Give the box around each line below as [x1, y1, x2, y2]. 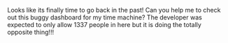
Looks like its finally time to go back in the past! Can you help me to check [7, 6, 221, 14]
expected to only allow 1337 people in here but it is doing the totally [7, 21, 201, 28]
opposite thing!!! [7, 28, 55, 36]
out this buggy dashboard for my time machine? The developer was [7, 13, 203, 21]
